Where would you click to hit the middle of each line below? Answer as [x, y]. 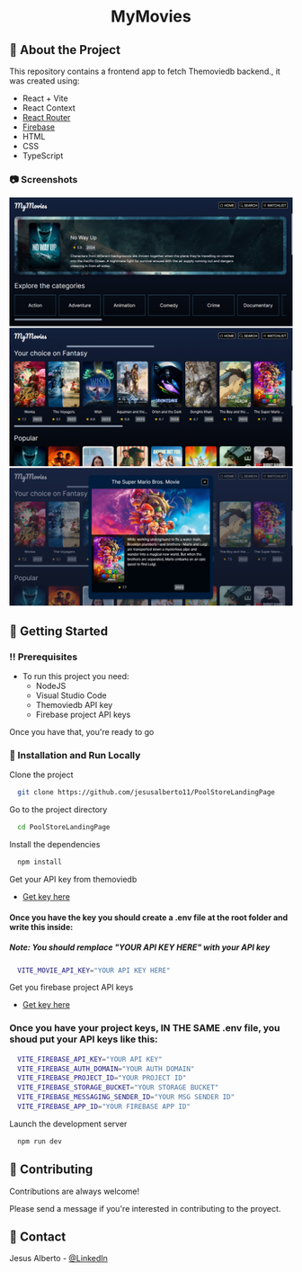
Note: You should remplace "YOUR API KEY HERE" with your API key [140, 947]
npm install [40, 862]
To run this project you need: [75, 676]
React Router [46, 117]
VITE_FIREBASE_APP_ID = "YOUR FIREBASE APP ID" [104, 1107]
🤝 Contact [38, 1237]
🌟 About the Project [65, 50]
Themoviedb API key [74, 705]
